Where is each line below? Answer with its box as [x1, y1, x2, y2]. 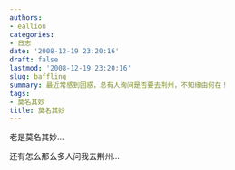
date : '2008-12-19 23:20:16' [9, 47, 120, 56]
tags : [9, 89, 30, 98]
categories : [9, 30, 54, 39]
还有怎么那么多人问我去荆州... [9, 151, 121, 162]
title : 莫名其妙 [9, 106, 65, 115]
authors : [9, 13, 43, 23]
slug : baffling [9, 72, 67, 81]
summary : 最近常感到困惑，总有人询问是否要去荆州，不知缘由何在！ [9, 80, 229, 90]
